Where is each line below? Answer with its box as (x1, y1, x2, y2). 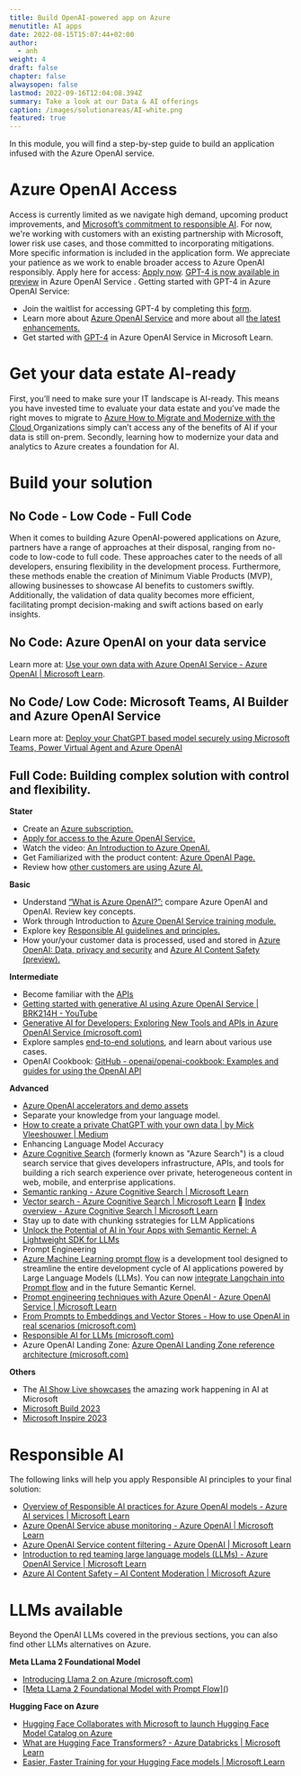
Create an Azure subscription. (22, 823, 134, 834)
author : (9, 38, 39, 48)
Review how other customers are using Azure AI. (22, 862, 204, 873)
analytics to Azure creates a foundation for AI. (9, 441, 180, 451)
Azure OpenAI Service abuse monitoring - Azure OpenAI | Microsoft (22, 1520, 274, 1531)
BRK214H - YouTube (22, 1008, 98, 1019)
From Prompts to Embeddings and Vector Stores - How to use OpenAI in (22, 1311, 290, 1322)
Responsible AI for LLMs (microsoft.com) (22, 1330, 174, 1341)
